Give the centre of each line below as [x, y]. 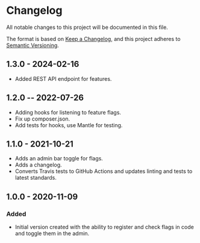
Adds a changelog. [38, 165]
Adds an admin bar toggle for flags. [59, 159]
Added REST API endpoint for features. [63, 78]
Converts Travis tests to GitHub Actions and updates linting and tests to [104, 171]
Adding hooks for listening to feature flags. [68, 112]
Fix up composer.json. [42, 119]
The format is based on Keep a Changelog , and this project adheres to [93, 39]
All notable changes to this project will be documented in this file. [87, 27]
